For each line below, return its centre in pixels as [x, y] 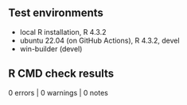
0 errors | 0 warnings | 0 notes [58, 92]
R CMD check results [61, 74]
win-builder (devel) [51, 49]
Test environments [56, 13]
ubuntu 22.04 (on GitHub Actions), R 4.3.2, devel [100, 40]
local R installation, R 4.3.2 [63, 32]
